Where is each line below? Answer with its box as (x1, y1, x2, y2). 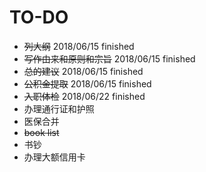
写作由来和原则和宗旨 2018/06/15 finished (23, 52, 196, 65)
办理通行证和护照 (23, 102, 95, 115)
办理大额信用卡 (23, 151, 86, 163)
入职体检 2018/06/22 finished (23, 90, 146, 102)
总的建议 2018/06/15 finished (23, 65, 144, 77)
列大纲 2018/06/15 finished (23, 40, 135, 52)
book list (23, 126, 60, 138)
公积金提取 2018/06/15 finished (23, 77, 152, 90)
